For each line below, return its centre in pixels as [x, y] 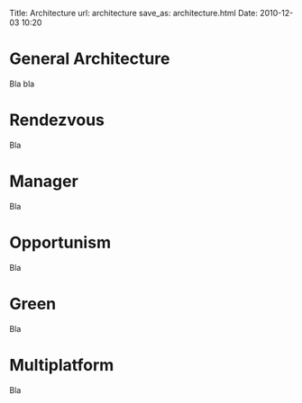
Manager [44, 181]
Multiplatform [62, 365]
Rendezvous [57, 120]
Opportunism [60, 243]
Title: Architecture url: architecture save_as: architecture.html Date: [134, 13]
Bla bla [22, 84]
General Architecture [90, 59]
